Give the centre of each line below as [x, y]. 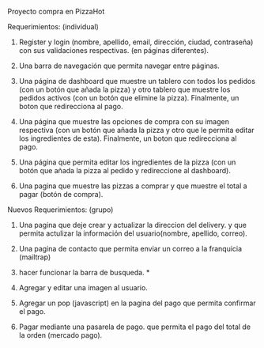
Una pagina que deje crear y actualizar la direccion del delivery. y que [132, 225]
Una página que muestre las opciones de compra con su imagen [124, 121]
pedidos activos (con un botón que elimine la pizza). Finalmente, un [129, 98]
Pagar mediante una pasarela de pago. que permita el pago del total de [134, 327]
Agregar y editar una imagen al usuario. [83, 287]
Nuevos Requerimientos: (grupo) [60, 210]
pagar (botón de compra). [61, 194]
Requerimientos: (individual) [53, 26]
